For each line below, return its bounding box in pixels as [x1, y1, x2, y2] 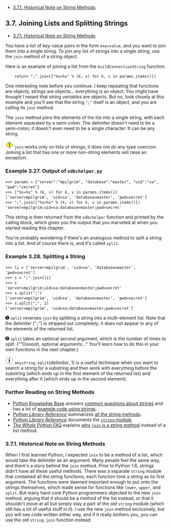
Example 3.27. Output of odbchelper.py [5, 167, 103, 174]
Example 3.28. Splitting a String [5, 253, 86, 260]
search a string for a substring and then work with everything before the [5, 365, 157, 371]
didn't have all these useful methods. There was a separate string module [5, 468, 162, 474]
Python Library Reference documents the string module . [12, 416, 133, 423]
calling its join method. [5, 104, 55, 110]
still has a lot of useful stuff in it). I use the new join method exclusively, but [5, 506, 165, 512]
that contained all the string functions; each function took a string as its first [5, 473, 165, 479]
